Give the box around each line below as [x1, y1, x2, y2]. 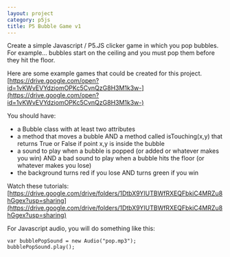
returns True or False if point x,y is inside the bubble [16, 140, 165, 148]
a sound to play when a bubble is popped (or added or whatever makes [16, 147, 220, 155]
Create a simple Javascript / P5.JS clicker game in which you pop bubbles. [7, 42, 219, 50]
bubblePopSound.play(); [7, 244, 76, 251]
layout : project [7, 10, 54, 17]
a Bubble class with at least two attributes [16, 125, 136, 134]
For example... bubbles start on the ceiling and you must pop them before [7, 49, 215, 57]
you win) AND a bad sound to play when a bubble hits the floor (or [16, 154, 205, 162]
